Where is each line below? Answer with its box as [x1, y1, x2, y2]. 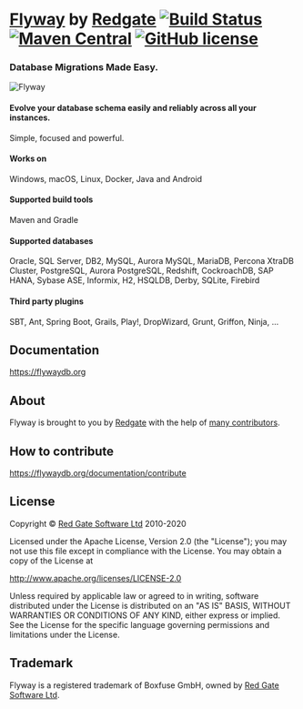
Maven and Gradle [9, 215, 79, 226]
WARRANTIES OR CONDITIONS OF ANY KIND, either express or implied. [9, 610, 280, 621]
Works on [9, 153, 47, 164]
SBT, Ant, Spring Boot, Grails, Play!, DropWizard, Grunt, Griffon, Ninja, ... [9, 316, 279, 327]
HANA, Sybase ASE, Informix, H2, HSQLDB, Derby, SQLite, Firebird [9, 275, 260, 286]
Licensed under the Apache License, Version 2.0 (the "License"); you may [9, 535, 288, 546]
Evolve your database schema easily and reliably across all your [9, 103, 258, 114]
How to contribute [9, 443, 115, 459]
